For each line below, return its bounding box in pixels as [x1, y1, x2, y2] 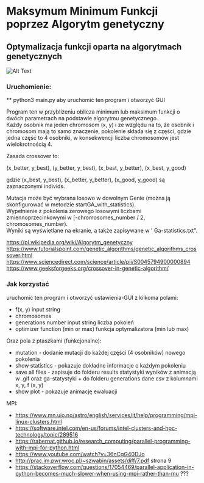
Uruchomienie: [6, 82, 52, 91]
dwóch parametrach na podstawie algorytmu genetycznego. [6, 115, 158, 122]
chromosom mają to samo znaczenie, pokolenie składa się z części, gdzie [6, 128, 192, 135]
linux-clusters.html [15, 418, 62, 425]
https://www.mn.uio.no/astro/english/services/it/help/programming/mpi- [15, 411, 198, 419]
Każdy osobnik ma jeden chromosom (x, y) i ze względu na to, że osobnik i [6, 121, 194, 129]
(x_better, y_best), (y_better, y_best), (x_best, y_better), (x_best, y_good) [6, 164, 187, 172]
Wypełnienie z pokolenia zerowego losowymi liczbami [6, 208, 142, 215]
